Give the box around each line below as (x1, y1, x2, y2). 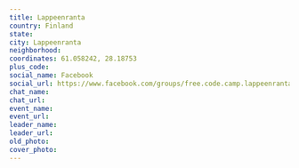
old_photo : (9, 137, 50, 146)
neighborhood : (9, 46, 62, 55)
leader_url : (9, 129, 53, 138)
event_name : (9, 104, 53, 113)
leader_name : (9, 121, 58, 130)
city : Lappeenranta (9, 37, 82, 47)
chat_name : (9, 87, 50, 96)
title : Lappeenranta (9, 12, 86, 22)
